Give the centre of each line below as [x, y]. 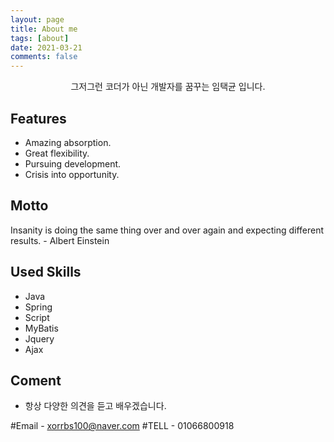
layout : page [37, 19]
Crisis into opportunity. [72, 174]
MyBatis [41, 328]
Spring [38, 307]
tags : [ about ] [40, 38]
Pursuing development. [73, 163]
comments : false [44, 57]
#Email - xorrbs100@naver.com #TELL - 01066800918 [122, 426]
